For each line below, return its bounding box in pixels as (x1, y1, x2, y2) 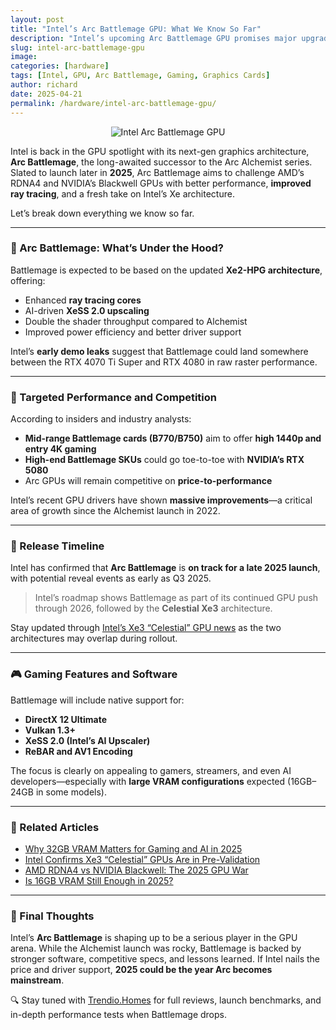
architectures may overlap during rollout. (10, 632, 178, 645)
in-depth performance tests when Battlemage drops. (10, 1009, 227, 1021)
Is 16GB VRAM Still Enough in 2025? (24, 874, 174, 886)
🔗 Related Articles (10, 820, 100, 834)
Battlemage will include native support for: (10, 694, 185, 706)
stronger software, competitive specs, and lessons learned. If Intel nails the (10, 953, 320, 965)
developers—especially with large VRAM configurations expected (10, 775, 286, 787)
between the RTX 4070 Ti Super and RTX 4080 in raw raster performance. (10, 356, 318, 368)
